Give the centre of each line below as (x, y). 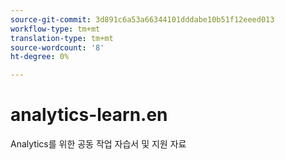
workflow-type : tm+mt (55, 29)
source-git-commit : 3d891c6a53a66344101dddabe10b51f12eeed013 (142, 19)
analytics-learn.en (89, 115)
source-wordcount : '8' (57, 47)
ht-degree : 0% (40, 57)
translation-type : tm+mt (62, 38)
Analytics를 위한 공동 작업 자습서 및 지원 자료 (98, 144)
